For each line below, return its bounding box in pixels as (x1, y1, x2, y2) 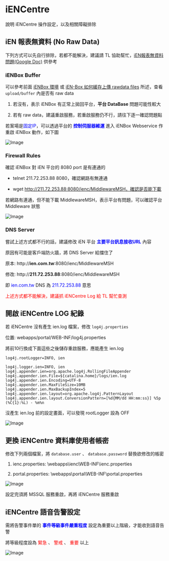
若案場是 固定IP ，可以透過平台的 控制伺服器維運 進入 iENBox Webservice (5, 123, 157, 129)
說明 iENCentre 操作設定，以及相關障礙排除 (5, 21, 96, 27)
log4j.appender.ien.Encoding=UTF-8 (5, 378, 81, 383)
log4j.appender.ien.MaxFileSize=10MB (5, 382, 86, 388)
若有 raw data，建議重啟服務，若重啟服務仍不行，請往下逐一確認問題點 (12, 112, 162, 118)
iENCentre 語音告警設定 (5, 507, 81, 517)
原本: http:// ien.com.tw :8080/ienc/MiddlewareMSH (5, 260, 114, 266)
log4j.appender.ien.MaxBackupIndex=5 (5, 387, 86, 392)
